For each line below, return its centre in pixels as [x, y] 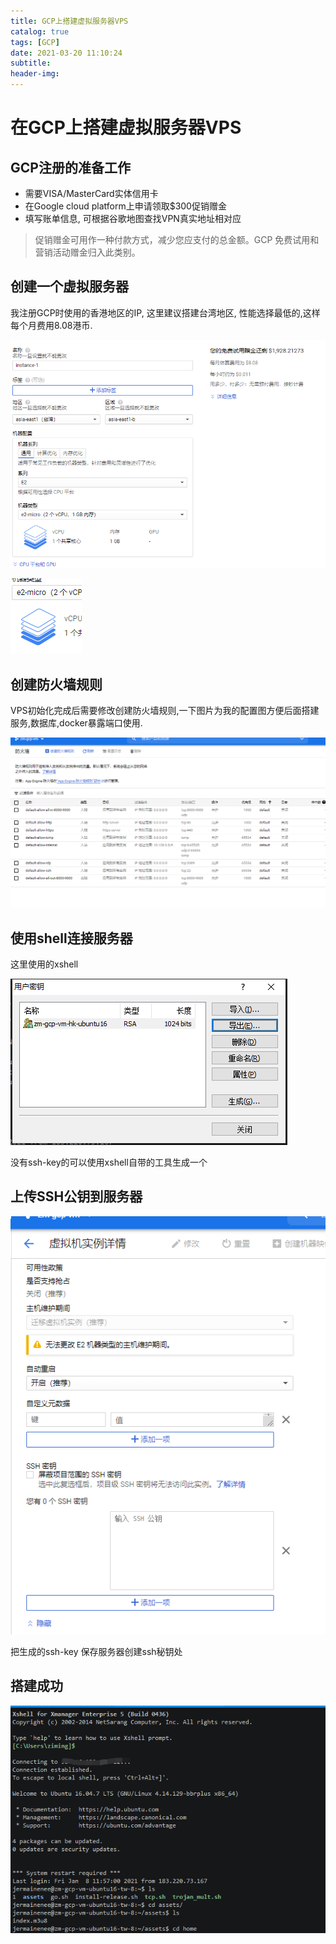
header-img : [35, 74]
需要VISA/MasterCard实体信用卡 [91, 193]
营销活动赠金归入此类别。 [87, 252]
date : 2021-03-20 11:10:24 [66, 53]
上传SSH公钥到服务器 [76, 1196]
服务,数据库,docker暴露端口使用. [76, 723]
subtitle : [31, 63]
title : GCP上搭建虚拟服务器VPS [69, 21]
